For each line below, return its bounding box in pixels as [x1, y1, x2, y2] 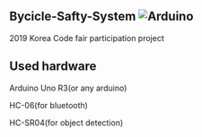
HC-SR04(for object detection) [9, 117, 124, 128]
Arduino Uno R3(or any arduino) [9, 82, 127, 93]
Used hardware [9, 59, 97, 74]
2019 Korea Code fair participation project [9, 32, 164, 43]
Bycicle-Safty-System [9, 9, 136, 24]
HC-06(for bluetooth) [9, 99, 88, 110]
